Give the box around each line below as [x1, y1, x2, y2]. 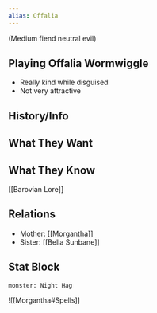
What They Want [8, 136, 94, 150]
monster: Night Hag [8, 281, 73, 289]
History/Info [8, 109, 69, 123]
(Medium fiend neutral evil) [8, 33, 97, 43]
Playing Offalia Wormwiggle [8, 57, 149, 70]
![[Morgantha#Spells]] [8, 295, 81, 305]
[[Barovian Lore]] [8, 185, 64, 194]
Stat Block [8, 260, 60, 274]
